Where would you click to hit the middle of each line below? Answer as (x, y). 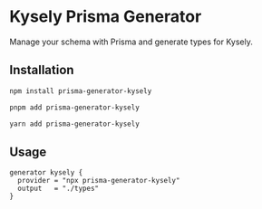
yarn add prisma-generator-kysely (75, 124)
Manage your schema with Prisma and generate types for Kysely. (131, 42)
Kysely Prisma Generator (106, 17)
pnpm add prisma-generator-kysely (75, 107)
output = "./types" (58, 189)
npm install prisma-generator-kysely (81, 91)
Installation (42, 70)
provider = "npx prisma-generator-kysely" (99, 181)
